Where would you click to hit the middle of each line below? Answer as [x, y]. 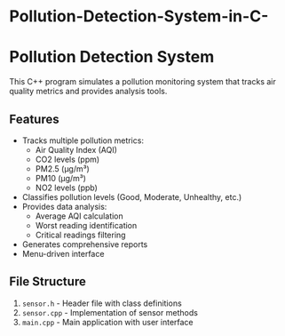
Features [34, 119]
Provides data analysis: [64, 206]
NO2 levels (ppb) [66, 188]
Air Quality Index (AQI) [76, 149]
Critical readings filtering [80, 235]
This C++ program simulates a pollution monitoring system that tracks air [143, 82]
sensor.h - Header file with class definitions [102, 303]
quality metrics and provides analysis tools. [88, 92]
